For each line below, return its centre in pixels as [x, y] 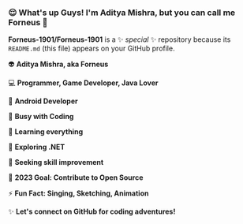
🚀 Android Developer [43, 101]
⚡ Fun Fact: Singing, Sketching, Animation [79, 193]
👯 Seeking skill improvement [56, 162]
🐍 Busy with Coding [41, 117]
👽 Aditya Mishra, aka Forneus [58, 64]
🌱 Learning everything [46, 132]
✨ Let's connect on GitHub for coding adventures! [92, 211]
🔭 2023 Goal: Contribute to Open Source [76, 177]
